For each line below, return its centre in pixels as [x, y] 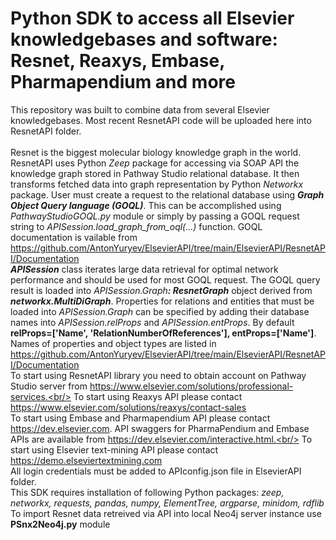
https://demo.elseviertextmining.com [86, 460]
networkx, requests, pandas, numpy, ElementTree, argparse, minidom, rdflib [167, 503]
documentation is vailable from [74, 237]
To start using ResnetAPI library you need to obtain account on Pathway [158, 375]
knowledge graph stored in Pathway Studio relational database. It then [155, 173]
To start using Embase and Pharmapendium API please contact [140, 418]
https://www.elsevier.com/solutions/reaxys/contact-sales [128, 407]
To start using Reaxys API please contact [158, 396]
